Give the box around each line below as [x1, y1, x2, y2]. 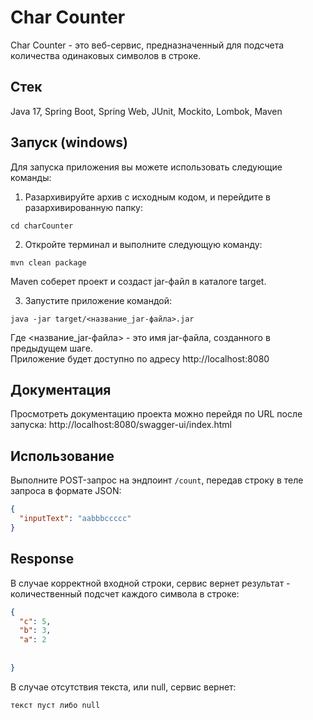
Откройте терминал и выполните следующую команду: [24, 238, 263, 250]
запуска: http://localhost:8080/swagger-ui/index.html [10, 419, 233, 431]
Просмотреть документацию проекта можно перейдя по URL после [10, 408, 303, 420]
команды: [10, 171, 52, 183]
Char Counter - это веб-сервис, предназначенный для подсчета [10, 39, 285, 51]
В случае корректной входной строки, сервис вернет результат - [10, 577, 291, 589]
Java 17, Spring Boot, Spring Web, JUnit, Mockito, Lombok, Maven [10, 105, 283, 117]
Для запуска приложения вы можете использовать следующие [10, 161, 283, 173]
